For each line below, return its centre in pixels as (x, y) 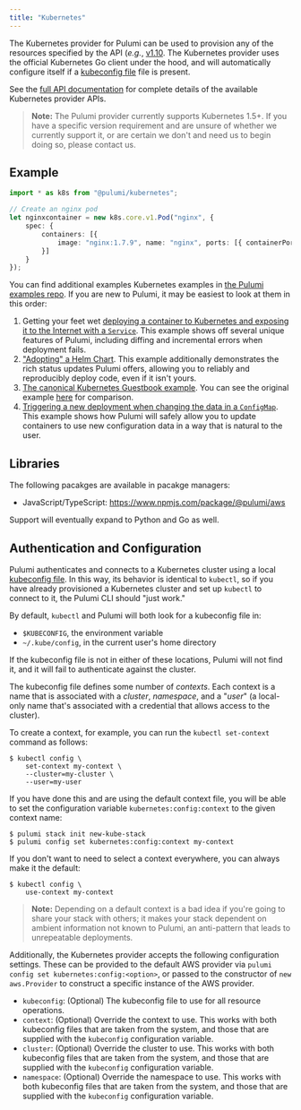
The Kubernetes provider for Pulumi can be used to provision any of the (142, 43)
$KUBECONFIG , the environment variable (93, 632)
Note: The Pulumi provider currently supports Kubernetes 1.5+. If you (159, 116)
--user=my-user (54, 782)
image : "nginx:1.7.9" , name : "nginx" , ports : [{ (150, 243)
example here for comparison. (78, 397)
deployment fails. (54, 349)
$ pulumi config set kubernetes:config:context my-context (122, 842)
